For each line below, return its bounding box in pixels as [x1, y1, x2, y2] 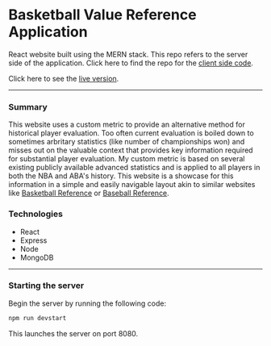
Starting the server [8, 280, 85, 291]
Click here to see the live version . [8, 73, 119, 83]
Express [19, 236, 48, 245]
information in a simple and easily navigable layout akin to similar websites [8, 180, 256, 190]
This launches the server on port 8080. [8, 328, 139, 338]
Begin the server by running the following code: [8, 298, 167, 308]
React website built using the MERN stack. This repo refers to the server [8, 49, 248, 59]
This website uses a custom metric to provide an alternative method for [8, 119, 246, 130]
